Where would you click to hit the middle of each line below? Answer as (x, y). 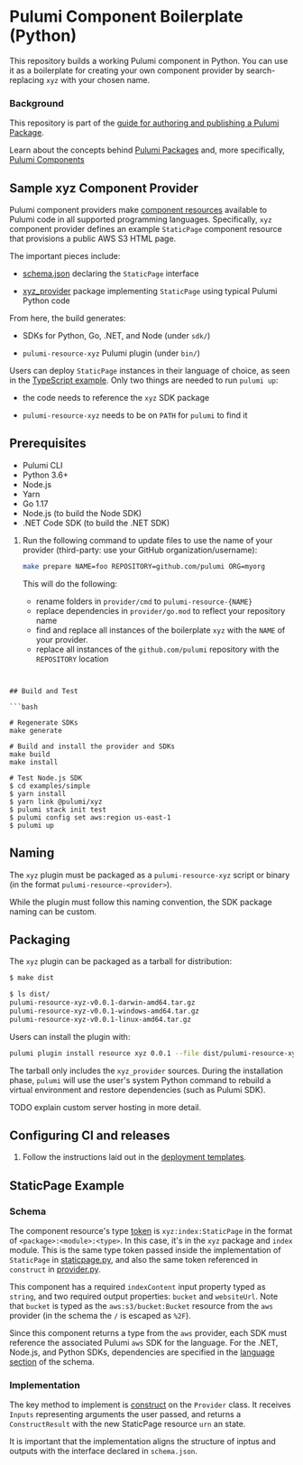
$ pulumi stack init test (58, 810)
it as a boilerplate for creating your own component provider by (127, 70)
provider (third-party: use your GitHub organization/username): (140, 550)
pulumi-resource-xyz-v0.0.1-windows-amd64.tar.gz (105, 1011)
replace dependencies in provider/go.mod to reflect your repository (161, 610)
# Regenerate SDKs (44, 723)
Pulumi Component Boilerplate (126, 17)
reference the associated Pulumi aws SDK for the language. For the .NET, (144, 1343)
